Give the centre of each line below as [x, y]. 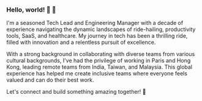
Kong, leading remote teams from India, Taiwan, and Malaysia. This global [99, 67]
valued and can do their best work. [50, 80]
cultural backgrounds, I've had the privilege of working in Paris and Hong [99, 61]
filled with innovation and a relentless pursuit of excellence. [81, 43]
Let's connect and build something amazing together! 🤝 [76, 92]
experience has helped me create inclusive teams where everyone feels [97, 74]
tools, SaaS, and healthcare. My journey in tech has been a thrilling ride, [97, 36]
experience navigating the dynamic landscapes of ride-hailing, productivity [101, 29]
